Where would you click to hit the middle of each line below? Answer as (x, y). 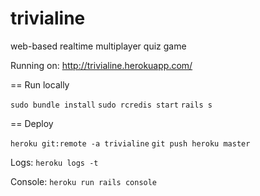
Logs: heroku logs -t (54, 162)
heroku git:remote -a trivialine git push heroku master (130, 143)
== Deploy (32, 123)
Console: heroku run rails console (84, 181)
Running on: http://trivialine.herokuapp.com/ (101, 65)
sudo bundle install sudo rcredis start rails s (111, 105)
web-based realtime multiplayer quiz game (98, 46)
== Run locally (40, 84)
